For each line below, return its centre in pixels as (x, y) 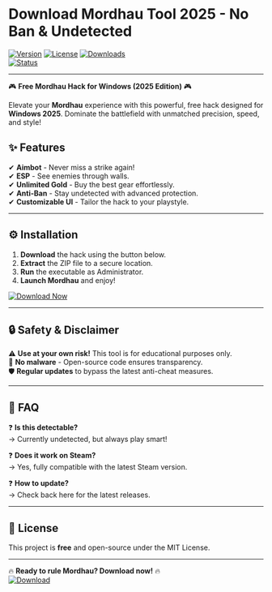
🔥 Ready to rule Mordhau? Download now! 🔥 (84, 571)
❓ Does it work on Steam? (52, 456)
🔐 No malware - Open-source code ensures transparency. (106, 362)
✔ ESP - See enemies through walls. (69, 176)
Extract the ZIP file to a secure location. (87, 263)
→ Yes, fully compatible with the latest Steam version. (98, 467)
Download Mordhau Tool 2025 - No (129, 14)
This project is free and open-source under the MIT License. (109, 547)
